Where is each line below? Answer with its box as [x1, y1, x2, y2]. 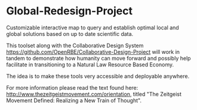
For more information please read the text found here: [6, 84, 138, 91]
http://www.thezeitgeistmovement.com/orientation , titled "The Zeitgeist [6, 90, 182, 97]
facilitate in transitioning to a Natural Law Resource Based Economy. [6, 61, 174, 68]
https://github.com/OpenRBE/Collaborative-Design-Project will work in [6, 48, 180, 55]
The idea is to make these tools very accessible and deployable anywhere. [6, 72, 190, 80]
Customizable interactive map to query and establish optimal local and [6, 24, 179, 31]
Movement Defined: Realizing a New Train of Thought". [6, 97, 142, 104]
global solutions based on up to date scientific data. [6, 30, 134, 37]
